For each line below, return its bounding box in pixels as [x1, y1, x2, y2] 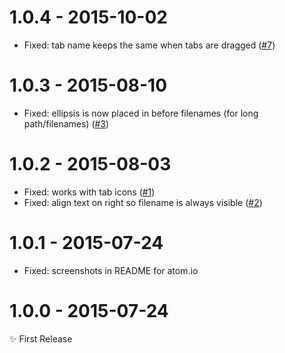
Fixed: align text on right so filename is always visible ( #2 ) [23, 196, 263, 208]
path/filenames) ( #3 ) [23, 117, 110, 130]
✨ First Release [9, 332, 73, 345]
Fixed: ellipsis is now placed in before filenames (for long [23, 107, 259, 119]
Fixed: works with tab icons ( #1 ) [23, 186, 156, 198]
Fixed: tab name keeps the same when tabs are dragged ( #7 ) [23, 39, 276, 51]
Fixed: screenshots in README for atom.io [23, 264, 199, 276]
